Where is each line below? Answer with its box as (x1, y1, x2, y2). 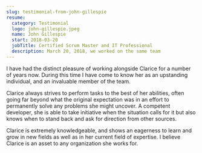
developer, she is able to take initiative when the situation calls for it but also (6, 108, 196, 116)
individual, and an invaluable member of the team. (6, 77, 131, 85)
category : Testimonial (11, 20, 69, 26)
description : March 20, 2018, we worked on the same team (11, 48, 161, 54)
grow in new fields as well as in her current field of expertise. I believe (6, 133, 181, 140)
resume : (6, 15, 26, 21)
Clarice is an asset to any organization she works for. (6, 140, 138, 147)
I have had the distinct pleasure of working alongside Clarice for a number (6, 65, 191, 72)
